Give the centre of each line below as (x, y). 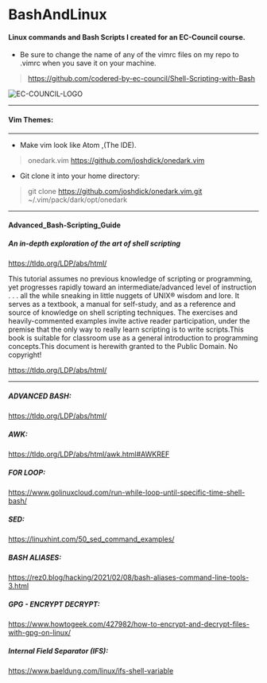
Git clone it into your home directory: (80, 176)
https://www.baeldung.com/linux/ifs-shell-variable (91, 670)
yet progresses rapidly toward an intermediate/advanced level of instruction (132, 287)
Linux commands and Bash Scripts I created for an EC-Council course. (127, 37)
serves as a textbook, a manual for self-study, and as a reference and (122, 305)
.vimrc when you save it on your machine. (88, 63)
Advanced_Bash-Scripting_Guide (65, 225)
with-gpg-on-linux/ (40, 632)
